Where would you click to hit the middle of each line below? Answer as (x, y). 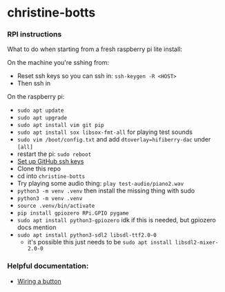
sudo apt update (40, 111)
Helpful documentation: (48, 266)
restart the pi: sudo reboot (54, 154)
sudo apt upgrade (42, 118)
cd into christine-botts (51, 176)
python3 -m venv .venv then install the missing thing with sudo (106, 191)
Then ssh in (34, 84)
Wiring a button (39, 281)
